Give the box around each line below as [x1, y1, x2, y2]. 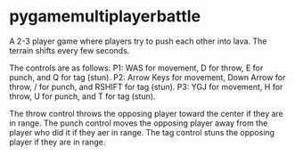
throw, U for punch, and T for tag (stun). [9, 91, 156, 102]
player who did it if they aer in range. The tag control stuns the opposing [9, 127, 275, 137]
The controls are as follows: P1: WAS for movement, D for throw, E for [9, 62, 264, 73]
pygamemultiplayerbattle [9, 6, 201, 27]
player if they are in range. [9, 136, 106, 147]
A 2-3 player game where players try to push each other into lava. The [9, 36, 267, 46]
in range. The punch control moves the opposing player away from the [9, 118, 268, 128]
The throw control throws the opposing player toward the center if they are [9, 108, 283, 119]
